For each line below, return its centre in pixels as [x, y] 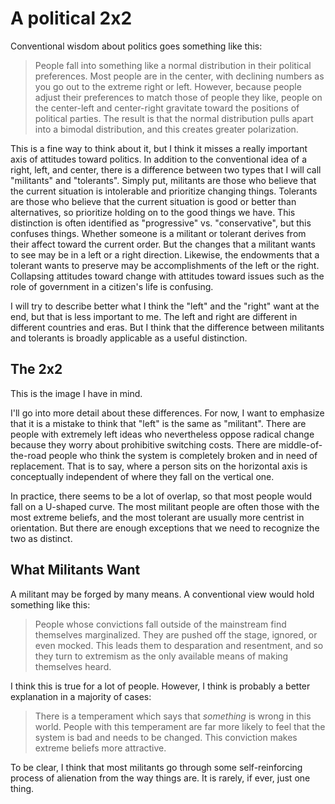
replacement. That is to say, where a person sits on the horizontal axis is [159, 466]
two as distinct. [41, 538]
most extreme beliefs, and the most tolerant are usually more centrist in [157, 517]
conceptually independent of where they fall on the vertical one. [142, 476]
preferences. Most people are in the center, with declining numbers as [179, 76]
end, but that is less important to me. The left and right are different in [154, 316]
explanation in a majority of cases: [81, 696]
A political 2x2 [71, 18]
